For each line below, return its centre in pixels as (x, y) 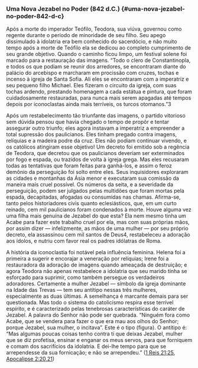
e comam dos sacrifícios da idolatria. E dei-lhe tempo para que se (86, 346)
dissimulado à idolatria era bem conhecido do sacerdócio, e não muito (92, 42)
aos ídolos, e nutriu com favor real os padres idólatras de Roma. (84, 241)
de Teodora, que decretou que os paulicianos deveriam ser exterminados (95, 153)
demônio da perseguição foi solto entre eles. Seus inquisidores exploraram (98, 172)
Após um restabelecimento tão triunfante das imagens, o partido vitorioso (96, 116)
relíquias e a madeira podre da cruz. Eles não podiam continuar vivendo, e (97, 141)
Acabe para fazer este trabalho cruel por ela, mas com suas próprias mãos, (98, 222)
